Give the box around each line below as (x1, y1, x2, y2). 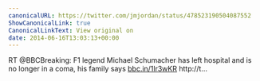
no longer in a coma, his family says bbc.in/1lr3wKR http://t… (8, 64, 208, 74)
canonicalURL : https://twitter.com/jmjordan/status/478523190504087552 (8, 11, 251, 20)
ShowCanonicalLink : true (8, 19, 91, 27)
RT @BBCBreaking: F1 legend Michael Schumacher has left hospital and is (8, 56, 252, 65)
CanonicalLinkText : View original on (8, 26, 134, 34)
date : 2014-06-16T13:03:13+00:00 (8, 33, 120, 42)
